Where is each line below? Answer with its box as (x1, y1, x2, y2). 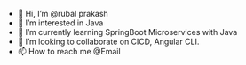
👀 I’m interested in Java (17, 18, 104, 28)
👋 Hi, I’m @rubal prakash (17, 9, 108, 18)
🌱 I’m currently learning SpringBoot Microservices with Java (17, 27, 238, 37)
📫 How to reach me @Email (17, 47, 122, 56)
